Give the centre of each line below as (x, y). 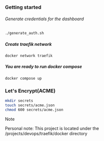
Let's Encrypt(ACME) (30, 91)
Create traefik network (28, 44)
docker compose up (23, 78)
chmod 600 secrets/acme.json (34, 110)
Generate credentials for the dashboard (45, 19)
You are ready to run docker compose (44, 67)
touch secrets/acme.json (30, 105)
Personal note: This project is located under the (52, 128)
